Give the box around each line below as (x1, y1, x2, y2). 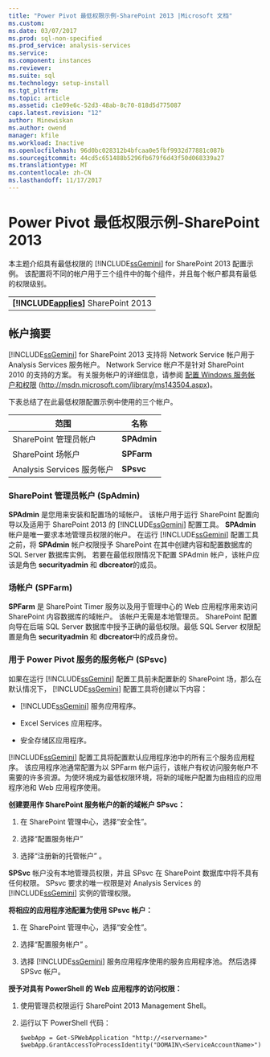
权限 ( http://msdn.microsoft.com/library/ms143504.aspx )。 (22, 380, 217, 389)
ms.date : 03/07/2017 (8, 27, 78, 35)
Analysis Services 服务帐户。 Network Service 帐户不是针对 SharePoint (8, 360, 244, 369)
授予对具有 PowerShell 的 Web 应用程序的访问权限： (8, 983, 182, 993)
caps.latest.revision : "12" (8, 109, 103, 117)
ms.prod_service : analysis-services (8, 42, 131, 50)
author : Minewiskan (8, 117, 74, 125)
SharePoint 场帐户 (12, 448, 80, 459)
